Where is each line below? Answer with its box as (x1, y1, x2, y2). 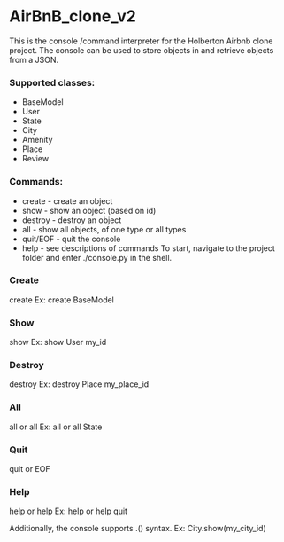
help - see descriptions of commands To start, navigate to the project (21, 242, 276, 254)
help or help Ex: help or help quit (9, 506, 128, 516)
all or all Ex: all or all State (9, 421, 103, 432)
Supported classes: (9, 76, 96, 89)
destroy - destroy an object (21, 215, 122, 225)
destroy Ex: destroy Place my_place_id (9, 379, 150, 389)
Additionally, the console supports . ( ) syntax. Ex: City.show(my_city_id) (9, 523, 267, 534)
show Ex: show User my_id (9, 337, 107, 348)
